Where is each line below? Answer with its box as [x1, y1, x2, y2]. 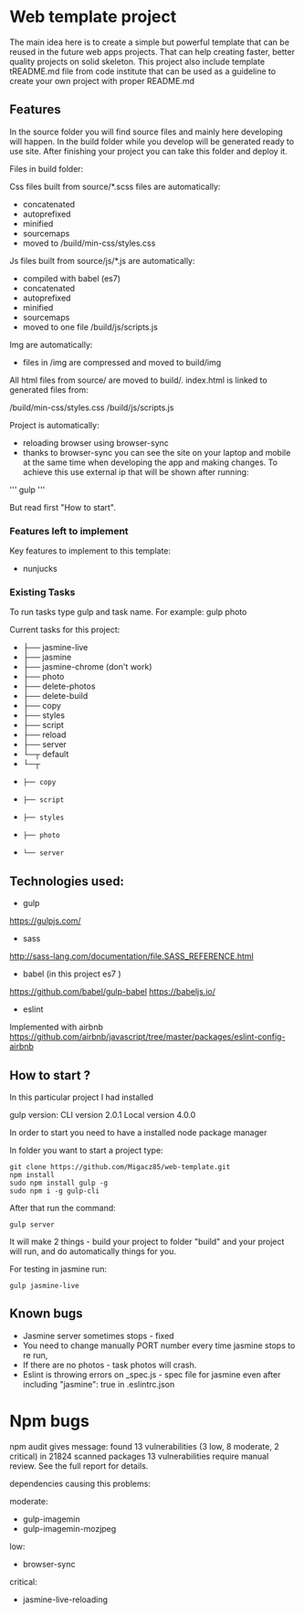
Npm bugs [9, 1410, 89, 1431]
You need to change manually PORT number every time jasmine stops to [22, 1340, 296, 1351]
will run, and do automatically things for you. [9, 1245, 176, 1257]
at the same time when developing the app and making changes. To [22, 457, 278, 468]
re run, [22, 1349, 48, 1360]
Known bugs [9, 1306, 84, 1322]
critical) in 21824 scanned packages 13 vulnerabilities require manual [9, 1450, 269, 1461]
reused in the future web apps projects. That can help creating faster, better [9, 46, 295, 57]
